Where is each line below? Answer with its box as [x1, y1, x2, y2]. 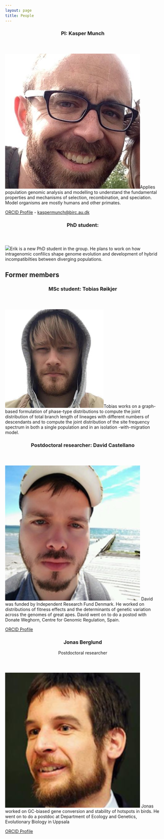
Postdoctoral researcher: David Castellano [31, 441, 135, 448]
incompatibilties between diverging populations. [5, 256, 102, 262]
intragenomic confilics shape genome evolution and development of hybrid [5, 251, 158, 257]
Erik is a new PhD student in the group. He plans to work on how [10, 246, 141, 252]
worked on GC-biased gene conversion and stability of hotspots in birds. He [5, 808, 160, 814]
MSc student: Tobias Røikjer [48, 285, 117, 292]
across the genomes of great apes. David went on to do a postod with [5, 612, 147, 618]
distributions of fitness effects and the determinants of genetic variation [5, 606, 151, 612]
